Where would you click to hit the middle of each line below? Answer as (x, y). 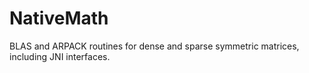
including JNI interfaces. (60, 56)
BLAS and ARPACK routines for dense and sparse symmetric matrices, (154, 46)
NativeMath (59, 18)
